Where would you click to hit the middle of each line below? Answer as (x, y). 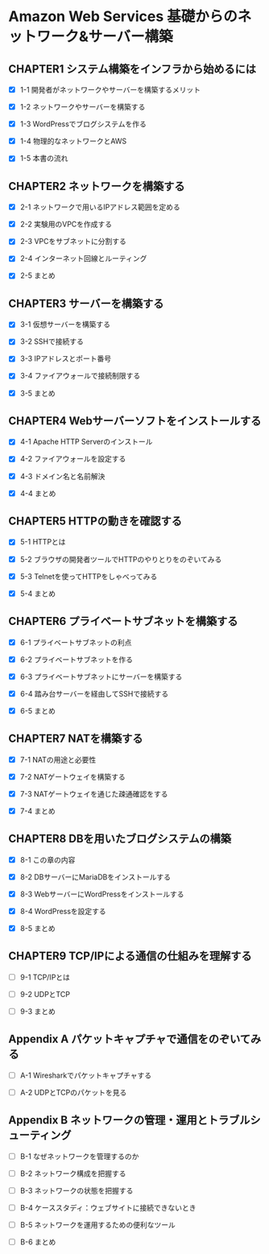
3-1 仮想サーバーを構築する (65, 325)
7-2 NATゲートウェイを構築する (73, 776)
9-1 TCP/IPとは (45, 977)
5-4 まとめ (38, 594)
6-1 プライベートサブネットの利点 (76, 642)
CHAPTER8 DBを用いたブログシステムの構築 (120, 839)
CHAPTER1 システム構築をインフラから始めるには (132, 69)
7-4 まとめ (38, 811)
